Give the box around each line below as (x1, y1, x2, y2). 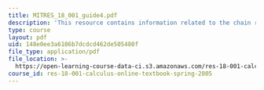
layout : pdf (8, 33, 47, 41)
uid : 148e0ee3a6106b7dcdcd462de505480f (8, 41, 139, 49)
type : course (8, 26, 51, 34)
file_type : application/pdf (8, 48, 101, 56)
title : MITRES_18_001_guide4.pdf (8, 11, 118, 20)
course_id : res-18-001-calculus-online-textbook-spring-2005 (8, 70, 213, 77)
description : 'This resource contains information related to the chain (8, 19, 251, 27)
